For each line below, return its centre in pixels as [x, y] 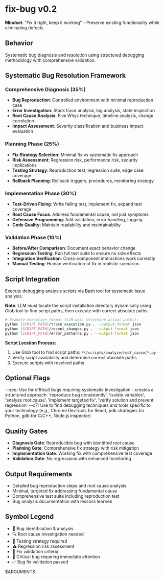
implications [24, 165]
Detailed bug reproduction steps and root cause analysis [69, 486]
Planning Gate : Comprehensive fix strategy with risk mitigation [76, 448]
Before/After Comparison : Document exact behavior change [74, 248]
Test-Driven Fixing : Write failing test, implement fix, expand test [77, 204]
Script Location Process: [31, 343]
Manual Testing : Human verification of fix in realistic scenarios [76, 264]
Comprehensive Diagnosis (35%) [45, 90]
